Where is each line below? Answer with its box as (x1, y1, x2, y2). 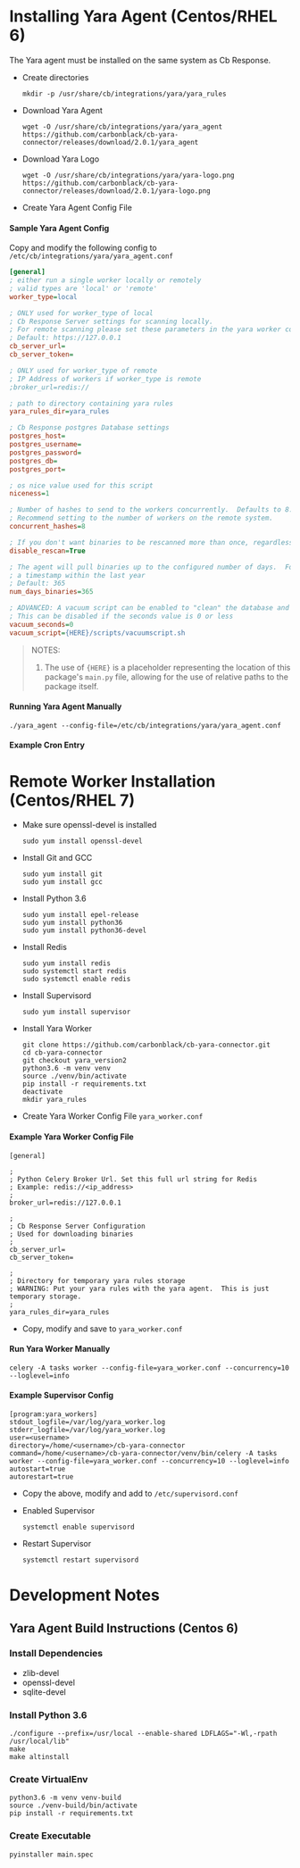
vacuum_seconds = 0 (9, 620, 74, 629)
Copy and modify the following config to (9, 243, 158, 254)
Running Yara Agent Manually (9, 701, 122, 712)
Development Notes (9, 1585, 161, 1605)
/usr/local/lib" (9, 1737, 70, 1747)
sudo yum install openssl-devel (21, 837, 143, 846)
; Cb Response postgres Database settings (9, 423, 170, 432)
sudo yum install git (21, 870, 103, 879)
